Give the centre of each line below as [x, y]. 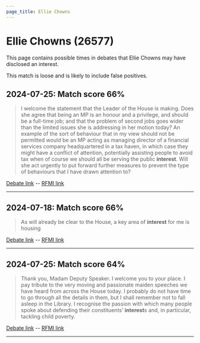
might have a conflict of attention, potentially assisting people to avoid [107, 153]
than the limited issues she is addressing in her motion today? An [100, 127]
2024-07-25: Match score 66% [65, 94]
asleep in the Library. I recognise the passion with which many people [106, 304]
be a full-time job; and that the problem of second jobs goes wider [102, 121]
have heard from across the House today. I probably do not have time [106, 291]
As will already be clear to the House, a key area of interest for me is [105, 222]
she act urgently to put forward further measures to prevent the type [105, 166]
